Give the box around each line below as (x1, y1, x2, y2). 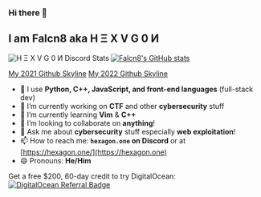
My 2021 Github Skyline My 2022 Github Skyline (8, 68, 169, 78)
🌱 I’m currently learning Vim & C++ (19, 110, 137, 119)
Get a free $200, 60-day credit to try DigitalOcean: (8, 171, 177, 181)
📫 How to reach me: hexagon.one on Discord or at (19, 135, 186, 145)
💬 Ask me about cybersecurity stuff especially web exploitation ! (19, 127, 236, 136)
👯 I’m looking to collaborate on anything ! (19, 118, 155, 127)
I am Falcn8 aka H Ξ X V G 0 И (8, 32, 159, 46)
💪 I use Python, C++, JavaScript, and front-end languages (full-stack (19, 84, 254, 94)
